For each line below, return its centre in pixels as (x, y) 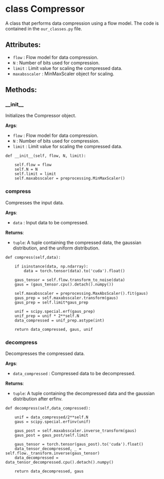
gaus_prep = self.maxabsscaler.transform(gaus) (66, 298)
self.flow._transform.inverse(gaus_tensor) (53, 453)
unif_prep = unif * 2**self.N (47, 316)
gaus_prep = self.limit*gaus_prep (51, 302)
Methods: (21, 90)
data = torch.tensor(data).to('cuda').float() (75, 271)
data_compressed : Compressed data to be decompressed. (74, 374)
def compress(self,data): (33, 257)
